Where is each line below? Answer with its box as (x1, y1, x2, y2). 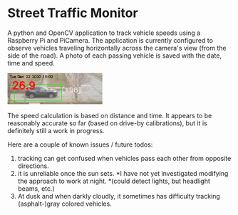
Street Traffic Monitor (7, 5, 138, 21)
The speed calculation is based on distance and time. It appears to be (7, 111, 212, 120)
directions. (17, 162, 50, 170)
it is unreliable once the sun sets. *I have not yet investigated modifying (17, 169, 229, 177)
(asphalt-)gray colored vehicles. (17, 199, 112, 208)
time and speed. (7, 58, 55, 67)
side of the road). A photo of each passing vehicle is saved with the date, (7, 51, 222, 60)
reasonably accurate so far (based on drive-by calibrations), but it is (7, 119, 208, 127)
